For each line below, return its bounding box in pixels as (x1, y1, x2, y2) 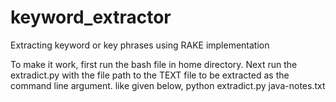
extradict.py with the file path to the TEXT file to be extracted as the (10, 69, 290, 81)
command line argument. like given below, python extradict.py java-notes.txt (10, 79, 326, 91)
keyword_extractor (10, 6, 172, 29)
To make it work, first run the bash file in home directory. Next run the (10, 58, 298, 70)
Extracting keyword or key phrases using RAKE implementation (10, 39, 270, 51)
